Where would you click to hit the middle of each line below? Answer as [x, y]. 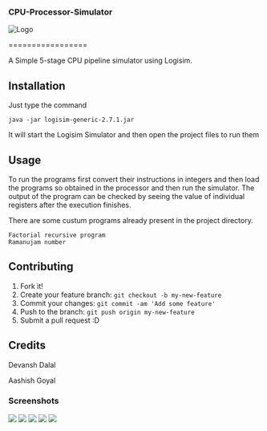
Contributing [41, 267]
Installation [37, 85]
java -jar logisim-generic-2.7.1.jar [71, 120]
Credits [27, 346]
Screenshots [34, 401]
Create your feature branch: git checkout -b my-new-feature [121, 295]
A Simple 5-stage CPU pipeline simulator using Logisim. [100, 61]
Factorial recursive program [57, 235]
